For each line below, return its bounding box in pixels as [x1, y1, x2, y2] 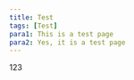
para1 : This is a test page [9, 29, 114, 38]
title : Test [9, 12, 54, 22]
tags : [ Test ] [9, 21, 58, 30]
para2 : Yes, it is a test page [9, 37, 126, 47]
